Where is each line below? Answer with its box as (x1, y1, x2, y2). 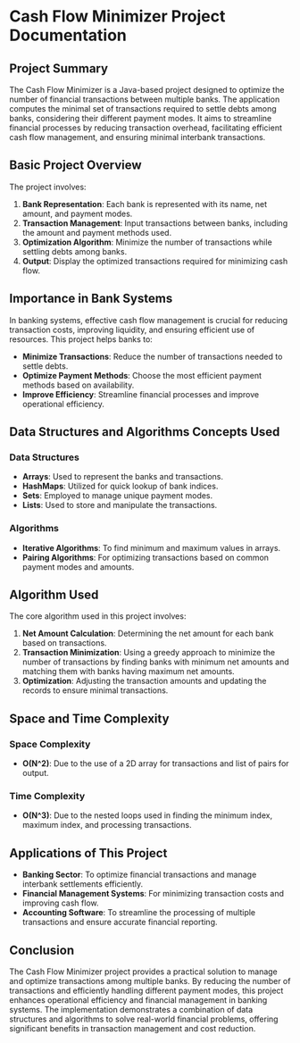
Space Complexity (9, 738, 91, 750)
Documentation (9, 25, 128, 46)
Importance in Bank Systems (9, 291, 173, 306)
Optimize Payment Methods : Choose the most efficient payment (21, 370, 262, 380)
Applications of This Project (9, 846, 168, 861)
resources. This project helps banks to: (9, 333, 154, 345)
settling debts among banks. (21, 246, 128, 256)
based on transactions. (21, 638, 107, 648)
